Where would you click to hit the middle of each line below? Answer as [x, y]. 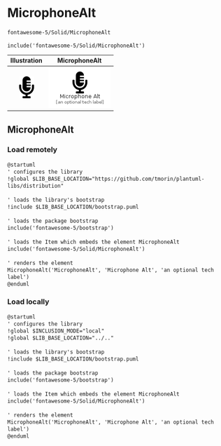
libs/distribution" [36, 186]
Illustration [27, 60]
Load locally [28, 302]
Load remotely [33, 149]
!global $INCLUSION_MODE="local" [56, 331]
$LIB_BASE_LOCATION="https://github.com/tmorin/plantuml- [119, 179]
